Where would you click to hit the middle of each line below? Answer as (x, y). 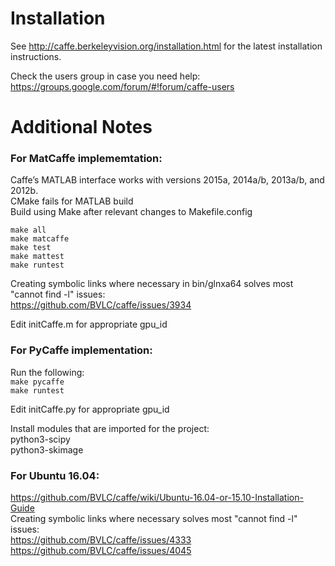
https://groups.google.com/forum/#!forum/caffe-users (122, 86)
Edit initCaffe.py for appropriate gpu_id (90, 409)
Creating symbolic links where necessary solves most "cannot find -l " (154, 519)
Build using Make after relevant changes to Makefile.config (131, 212)
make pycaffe (37, 382)
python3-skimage (47, 449)
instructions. (36, 56)
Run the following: (47, 372)
